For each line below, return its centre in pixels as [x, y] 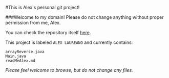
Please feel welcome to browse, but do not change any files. [69, 70]
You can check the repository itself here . [48, 32]
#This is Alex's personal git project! [43, 7]
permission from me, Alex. [33, 23]
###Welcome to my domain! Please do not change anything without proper [84, 17]
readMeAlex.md [20, 61]
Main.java [16, 56]
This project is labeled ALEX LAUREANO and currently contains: [69, 42]
